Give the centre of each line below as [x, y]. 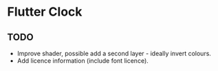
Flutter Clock [45, 12]
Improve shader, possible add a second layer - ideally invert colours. [114, 53]
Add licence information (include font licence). [83, 61]
